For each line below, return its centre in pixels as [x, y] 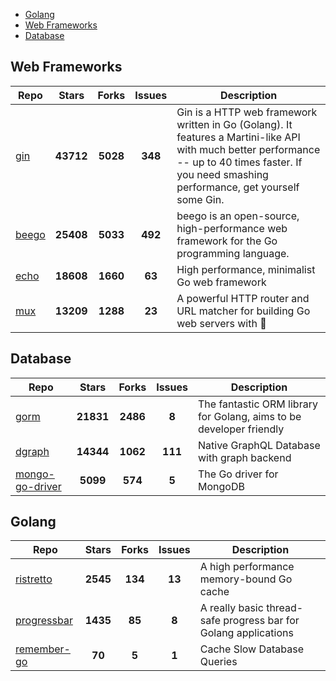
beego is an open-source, [238, 216]
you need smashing [222, 174]
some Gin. [200, 199]
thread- [285, 608]
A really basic [231, 608]
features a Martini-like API [238, 137]
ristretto [34, 579]
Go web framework [221, 282]
